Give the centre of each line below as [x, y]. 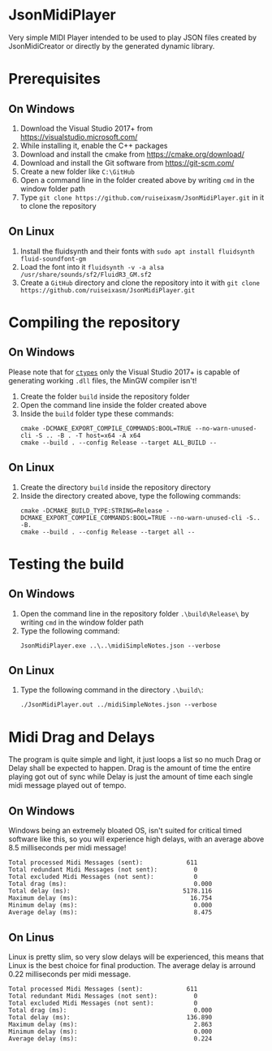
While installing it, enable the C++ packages [94, 145]
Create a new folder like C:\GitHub [78, 171]
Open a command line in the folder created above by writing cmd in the [137, 179]
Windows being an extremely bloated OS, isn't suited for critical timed [125, 831]
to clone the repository [58, 205]
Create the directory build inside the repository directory [115, 487]
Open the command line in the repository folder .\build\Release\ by [134, 613]
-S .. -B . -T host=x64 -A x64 [88, 435]
